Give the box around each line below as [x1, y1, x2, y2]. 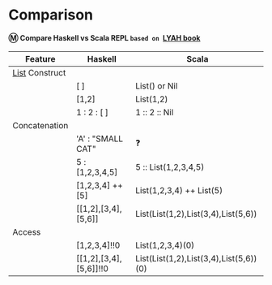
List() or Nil [134, 80, 178, 92]
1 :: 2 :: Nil [134, 107, 174, 119]
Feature [25, 54, 56, 65]
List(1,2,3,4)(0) [134, 240, 195, 251]
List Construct [12, 67, 66, 79]
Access [12, 227, 41, 238]
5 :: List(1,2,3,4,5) [134, 162, 205, 173]
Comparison [8, 6, 94, 24]
